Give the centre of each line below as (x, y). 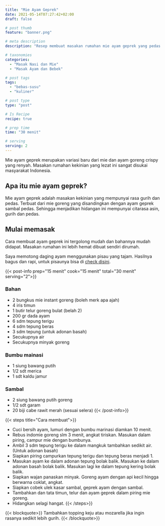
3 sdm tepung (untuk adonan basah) (50, 331)
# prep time (17, 128)
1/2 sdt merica (27, 371)
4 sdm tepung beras (33, 326)
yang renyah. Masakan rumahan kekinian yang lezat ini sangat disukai (76, 165)
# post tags (17, 78)
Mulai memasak (30, 229)
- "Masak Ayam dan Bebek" (36, 69)
